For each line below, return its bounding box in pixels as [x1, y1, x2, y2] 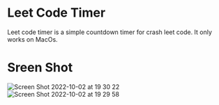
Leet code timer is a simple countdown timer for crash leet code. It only [7, 28, 213, 36]
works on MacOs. [7, 35, 58, 43]
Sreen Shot [7, 60, 73, 76]
